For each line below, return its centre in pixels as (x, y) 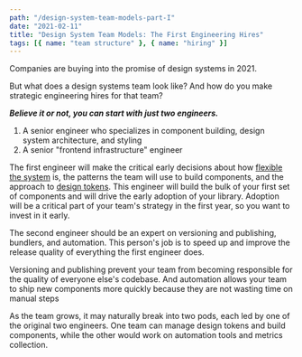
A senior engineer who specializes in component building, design (143, 131)
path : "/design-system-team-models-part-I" (92, 18)
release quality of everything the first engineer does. (107, 252)
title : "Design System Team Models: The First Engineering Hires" (137, 34)
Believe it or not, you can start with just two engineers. (114, 113)
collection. (29, 345)
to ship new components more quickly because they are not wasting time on (151, 289)
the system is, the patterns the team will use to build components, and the (146, 177)
